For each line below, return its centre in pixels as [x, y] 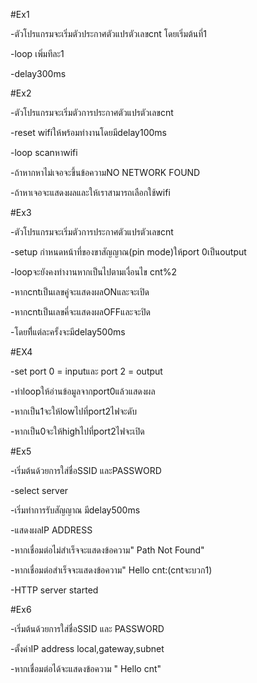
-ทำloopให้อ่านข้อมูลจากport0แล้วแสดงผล [83, 391]
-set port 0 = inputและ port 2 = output [86, 371]
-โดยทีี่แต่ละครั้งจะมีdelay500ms [68, 332]
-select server [39, 490]
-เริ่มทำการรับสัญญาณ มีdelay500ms [75, 510]
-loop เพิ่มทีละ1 [37, 53]
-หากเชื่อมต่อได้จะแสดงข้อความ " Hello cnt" [86, 668]
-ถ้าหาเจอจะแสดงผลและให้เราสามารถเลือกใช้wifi [90, 192]
